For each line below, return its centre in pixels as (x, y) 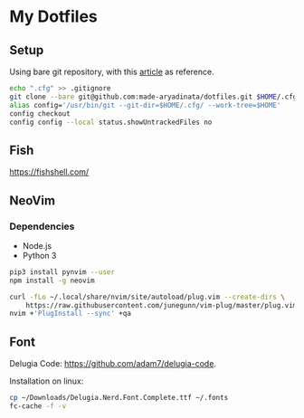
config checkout (40, 114)
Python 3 (39, 255)
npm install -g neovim (52, 280)
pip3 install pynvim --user (62, 272)
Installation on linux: (47, 381)
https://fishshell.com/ (49, 172)
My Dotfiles (53, 17)
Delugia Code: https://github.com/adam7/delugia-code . (113, 364)
